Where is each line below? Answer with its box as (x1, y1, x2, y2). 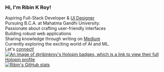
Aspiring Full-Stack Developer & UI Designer (5, 15, 95, 21)
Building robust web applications (5, 31, 71, 37)
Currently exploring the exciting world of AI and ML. (5, 41, 110, 47)
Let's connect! (5, 46, 34, 52)
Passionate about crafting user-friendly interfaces (5, 25, 106, 31)
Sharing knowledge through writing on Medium (5, 36, 101, 42)
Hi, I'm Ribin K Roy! (5, 4, 52, 11)
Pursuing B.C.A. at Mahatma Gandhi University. (5, 20, 101, 26)
